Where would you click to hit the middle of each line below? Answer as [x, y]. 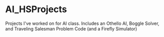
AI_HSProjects [36, 9]
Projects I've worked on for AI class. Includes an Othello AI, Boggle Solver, [83, 23]
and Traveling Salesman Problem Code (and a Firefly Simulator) [71, 28]
